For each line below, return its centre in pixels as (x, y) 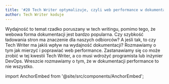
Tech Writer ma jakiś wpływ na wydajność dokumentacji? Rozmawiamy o (81, 45)
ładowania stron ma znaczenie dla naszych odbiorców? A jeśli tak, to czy (80, 39)
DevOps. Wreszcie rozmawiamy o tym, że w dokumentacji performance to (82, 61)
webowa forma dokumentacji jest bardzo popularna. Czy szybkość (74, 34)
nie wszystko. (19, 66)
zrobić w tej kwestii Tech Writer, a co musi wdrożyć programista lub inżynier (84, 55)
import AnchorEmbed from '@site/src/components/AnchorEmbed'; (75, 76)
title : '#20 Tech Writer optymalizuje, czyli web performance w (74, 10)
